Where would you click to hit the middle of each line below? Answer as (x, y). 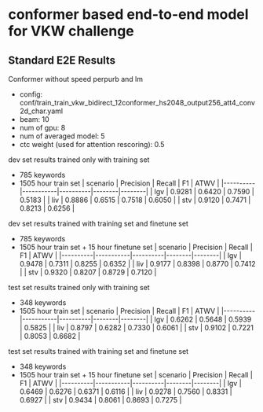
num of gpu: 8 (42, 128)
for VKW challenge (71, 31)
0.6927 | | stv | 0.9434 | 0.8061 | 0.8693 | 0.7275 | (100, 400)
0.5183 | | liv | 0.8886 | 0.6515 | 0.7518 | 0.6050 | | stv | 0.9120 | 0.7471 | (135, 200)
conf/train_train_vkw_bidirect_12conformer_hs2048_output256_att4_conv (137, 103)
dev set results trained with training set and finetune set (98, 223)
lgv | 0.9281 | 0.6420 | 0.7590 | (205, 191)
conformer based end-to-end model (128, 15)
